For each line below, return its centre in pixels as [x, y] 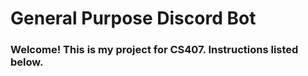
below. [27, 62]
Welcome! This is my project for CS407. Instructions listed [154, 50]
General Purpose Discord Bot [133, 18]
